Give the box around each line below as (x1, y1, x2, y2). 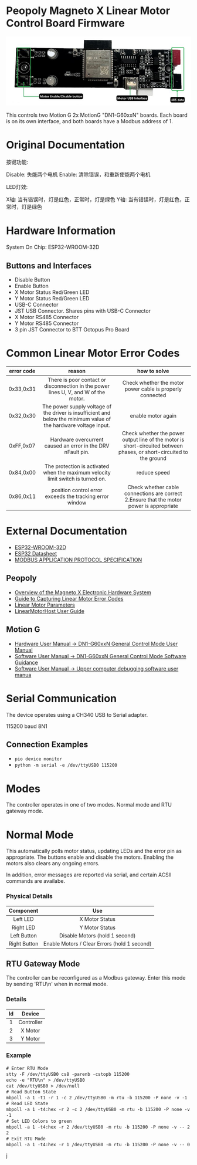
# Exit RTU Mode (6, 1136, 46, 1142)
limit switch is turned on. (47, 475, 107, 482)
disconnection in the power (43, 382, 110, 390)
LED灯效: (6, 184, 28, 191)
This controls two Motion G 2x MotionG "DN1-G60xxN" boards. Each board (6, 111, 188, 118)
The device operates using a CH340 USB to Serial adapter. (6, 711, 148, 718)
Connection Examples (6, 740, 89, 750)
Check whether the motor (122, 380, 185, 387)
